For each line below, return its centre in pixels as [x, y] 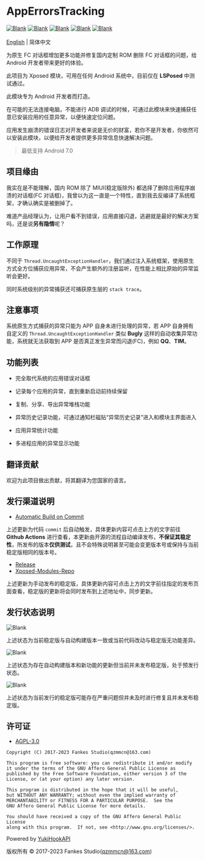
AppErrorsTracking [56, 11]
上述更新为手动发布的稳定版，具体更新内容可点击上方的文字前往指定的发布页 [103, 583]
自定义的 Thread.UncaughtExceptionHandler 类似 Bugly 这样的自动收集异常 [99, 334]
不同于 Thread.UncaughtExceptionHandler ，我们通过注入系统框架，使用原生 [100, 261]
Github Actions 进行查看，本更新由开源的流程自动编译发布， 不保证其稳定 [99, 537]
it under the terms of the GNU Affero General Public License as [91, 769]
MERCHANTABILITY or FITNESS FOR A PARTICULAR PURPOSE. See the [90, 801]
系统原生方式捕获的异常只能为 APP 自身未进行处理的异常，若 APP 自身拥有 [100, 326]
